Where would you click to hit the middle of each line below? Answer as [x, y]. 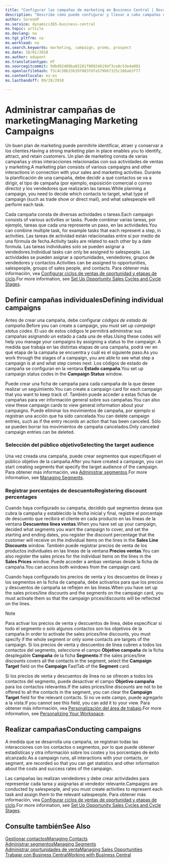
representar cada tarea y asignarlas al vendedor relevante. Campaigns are [81, 784]
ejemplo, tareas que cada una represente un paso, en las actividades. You [81, 225]
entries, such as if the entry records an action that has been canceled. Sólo [83, 421]
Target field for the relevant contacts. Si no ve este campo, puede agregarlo [84, 698]
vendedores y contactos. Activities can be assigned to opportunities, [76, 262]
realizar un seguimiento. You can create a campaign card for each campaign [84, 389]
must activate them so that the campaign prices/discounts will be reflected [83, 598]
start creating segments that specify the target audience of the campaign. [82, 467]
